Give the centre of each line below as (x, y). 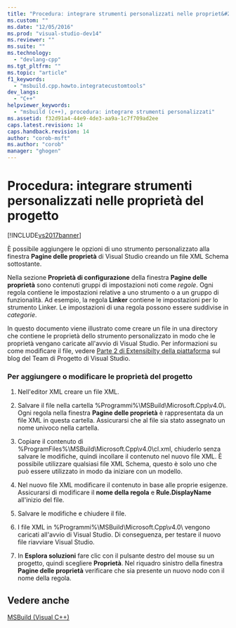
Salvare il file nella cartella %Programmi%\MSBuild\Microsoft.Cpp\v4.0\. (122, 406)
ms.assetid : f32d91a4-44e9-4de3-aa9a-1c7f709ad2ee (83, 118)
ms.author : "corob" (36, 145)
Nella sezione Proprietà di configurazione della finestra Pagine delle (107, 277)
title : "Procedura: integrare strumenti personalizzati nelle (100, 14)
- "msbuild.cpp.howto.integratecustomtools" (80, 86)
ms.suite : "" (26, 46)
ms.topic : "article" (38, 72)
